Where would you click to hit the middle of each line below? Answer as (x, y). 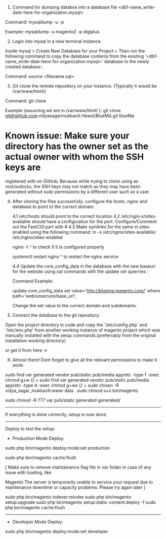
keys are (23, 168)
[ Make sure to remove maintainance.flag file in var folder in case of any (78, 467)
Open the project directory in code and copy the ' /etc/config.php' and (76, 325)
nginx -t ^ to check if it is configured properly (58, 247)
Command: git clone (26, 101)
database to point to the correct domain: (53, 206)
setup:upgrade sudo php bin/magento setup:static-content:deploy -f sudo (81, 502)
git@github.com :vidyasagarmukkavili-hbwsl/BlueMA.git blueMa (70, 116)
